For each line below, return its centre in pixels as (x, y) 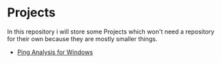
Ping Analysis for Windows (55, 52)
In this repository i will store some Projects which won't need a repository (111, 32)
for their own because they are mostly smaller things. (82, 38)
